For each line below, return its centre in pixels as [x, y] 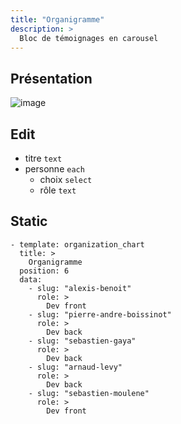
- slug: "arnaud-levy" [75, 367]
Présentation [51, 78]
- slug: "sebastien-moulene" [89, 393]
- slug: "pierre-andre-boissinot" [100, 314]
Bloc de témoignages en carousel [89, 38]
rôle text [58, 190]
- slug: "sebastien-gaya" [82, 341]
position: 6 [44, 271]
